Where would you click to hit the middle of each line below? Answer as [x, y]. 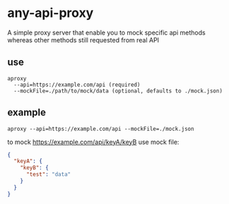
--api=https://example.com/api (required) [77, 85]
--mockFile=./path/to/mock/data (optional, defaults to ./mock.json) [118, 91]
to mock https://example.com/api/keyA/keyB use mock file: [93, 142]
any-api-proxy [51, 13]
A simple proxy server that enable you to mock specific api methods [107, 32]
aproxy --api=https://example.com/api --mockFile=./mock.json [101, 128]
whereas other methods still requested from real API [83, 40]
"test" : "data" [48, 174]
